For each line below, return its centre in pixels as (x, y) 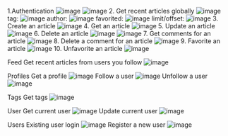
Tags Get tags (28, 97)
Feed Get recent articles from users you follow (75, 62)
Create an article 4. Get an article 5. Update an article (111, 26)
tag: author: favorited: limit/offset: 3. (113, 18)
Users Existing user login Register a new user (86, 125)
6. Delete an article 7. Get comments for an (122, 33)
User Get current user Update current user (83, 111)
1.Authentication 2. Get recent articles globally (101, 11)
